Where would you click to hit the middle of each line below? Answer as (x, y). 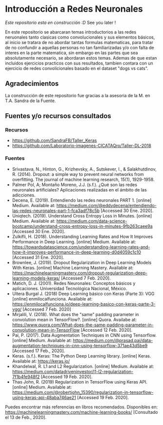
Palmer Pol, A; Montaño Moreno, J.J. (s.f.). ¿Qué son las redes (75, 185)
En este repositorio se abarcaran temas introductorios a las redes (71, 32)
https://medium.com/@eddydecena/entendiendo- (107, 205)
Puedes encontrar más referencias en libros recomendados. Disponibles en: (81, 407)
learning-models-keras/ (36, 278)
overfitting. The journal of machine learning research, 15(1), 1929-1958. (83, 179)
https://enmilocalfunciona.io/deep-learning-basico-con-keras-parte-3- (84, 304)
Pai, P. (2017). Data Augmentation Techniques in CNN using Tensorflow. (84, 335)
